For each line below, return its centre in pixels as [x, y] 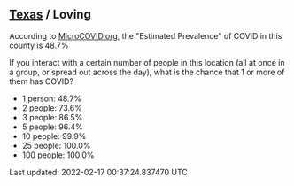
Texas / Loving [50, 15]
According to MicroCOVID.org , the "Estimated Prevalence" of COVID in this [146, 35]
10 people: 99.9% [54, 136]
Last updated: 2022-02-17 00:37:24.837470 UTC [99, 172]
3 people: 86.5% [52, 117]
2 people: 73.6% [52, 108]
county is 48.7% [39, 45]
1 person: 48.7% [52, 98]
